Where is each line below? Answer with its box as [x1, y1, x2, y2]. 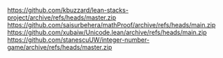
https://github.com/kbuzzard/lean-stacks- [7, 6, 129, 14]
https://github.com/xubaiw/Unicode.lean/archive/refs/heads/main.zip [7, 28, 208, 36]
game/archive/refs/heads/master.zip [7, 43, 113, 51]
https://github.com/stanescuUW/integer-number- [7, 36, 150, 44]
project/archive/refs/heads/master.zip [7, 13, 117, 22]
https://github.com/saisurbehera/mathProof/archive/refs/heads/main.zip [7, 21, 216, 29]
